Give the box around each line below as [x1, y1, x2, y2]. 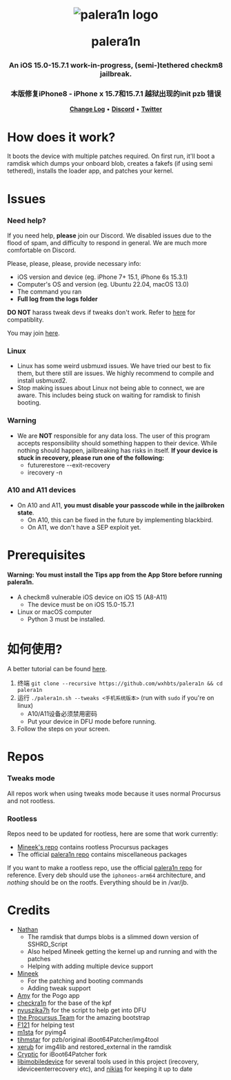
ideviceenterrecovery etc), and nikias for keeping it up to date [17, 1064, 193, 1073]
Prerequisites [7, 547, 86, 563]
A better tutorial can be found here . [7, 665, 108, 673]
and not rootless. [7, 796, 55, 804]
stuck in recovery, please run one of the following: [17, 453, 165, 462]
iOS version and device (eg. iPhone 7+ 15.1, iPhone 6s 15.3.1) [17, 273, 188, 281]
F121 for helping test [17, 1021, 74, 1029]
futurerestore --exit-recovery [27, 461, 110, 469]
